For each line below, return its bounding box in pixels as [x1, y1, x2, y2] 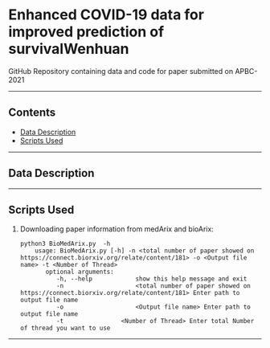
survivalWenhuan [8, 40, 130, 58]
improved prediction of [8, 23, 165, 41]
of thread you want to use [19, 324, 111, 333]
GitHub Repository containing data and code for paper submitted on [8, 66, 234, 76]
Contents [8, 106, 56, 120]
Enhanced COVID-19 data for [8, 6, 205, 24]
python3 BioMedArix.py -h [19, 240, 111, 248]
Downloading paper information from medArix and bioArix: [19, 224, 215, 234]
